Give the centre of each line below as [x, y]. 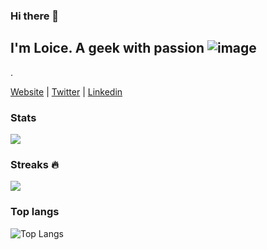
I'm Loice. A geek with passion [107, 48]
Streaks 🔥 [34, 164]
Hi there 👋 [35, 16]
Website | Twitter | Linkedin [66, 91]
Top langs [35, 212]
